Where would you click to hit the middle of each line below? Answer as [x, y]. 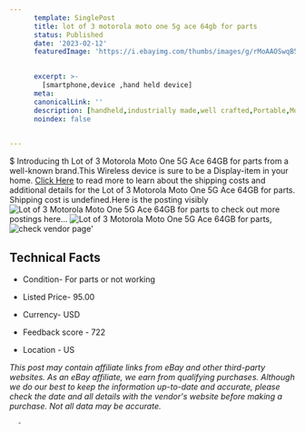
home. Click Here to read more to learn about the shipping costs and [138, 181]
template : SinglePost [74, 18]
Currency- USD [51, 314]
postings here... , [141, 219]
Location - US [49, 349]
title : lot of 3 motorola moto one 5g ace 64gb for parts [145, 26]
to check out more [246, 209]
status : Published [68, 35]
